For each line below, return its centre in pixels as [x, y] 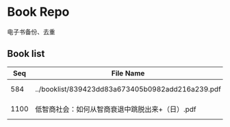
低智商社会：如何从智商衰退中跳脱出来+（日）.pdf [116, 109]
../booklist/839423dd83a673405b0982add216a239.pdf [128, 89]
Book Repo [38, 12]
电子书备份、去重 [31, 32]
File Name [128, 73]
